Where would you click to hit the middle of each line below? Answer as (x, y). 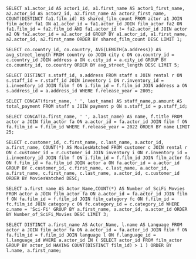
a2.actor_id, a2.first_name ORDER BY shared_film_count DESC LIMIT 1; (94, 39)
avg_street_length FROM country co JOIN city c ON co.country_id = (90, 55)
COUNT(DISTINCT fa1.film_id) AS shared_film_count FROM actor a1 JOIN (94, 19)
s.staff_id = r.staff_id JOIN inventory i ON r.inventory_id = (85, 81)
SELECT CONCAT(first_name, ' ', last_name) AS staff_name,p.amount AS (94, 101)
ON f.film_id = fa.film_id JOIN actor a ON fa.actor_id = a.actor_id (93, 163)
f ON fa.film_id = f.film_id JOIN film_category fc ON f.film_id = (90, 199)
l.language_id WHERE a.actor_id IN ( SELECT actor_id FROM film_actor (94, 240)
